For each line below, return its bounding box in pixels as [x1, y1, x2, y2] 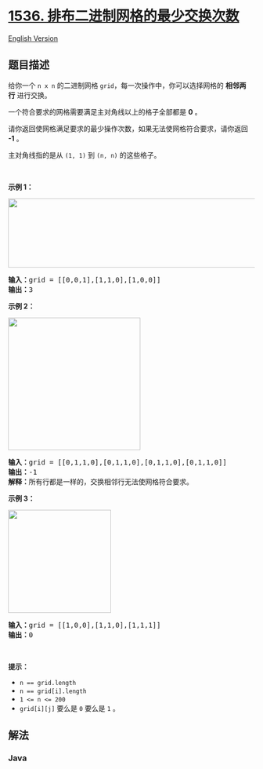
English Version [8, 33, 59, 43]
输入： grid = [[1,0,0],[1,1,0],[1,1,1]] [8, 621, 161, 629]
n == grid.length [19, 679, 77, 687]
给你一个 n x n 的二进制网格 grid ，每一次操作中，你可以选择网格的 [8, 80, 225, 90]
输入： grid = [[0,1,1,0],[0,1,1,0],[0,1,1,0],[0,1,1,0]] [8, 457, 227, 467]
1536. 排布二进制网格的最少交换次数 [8, 7, 240, 25]
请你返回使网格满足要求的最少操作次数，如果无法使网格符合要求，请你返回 [8, 123, 248, 133]
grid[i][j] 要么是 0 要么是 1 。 [19, 703, 120, 713]
